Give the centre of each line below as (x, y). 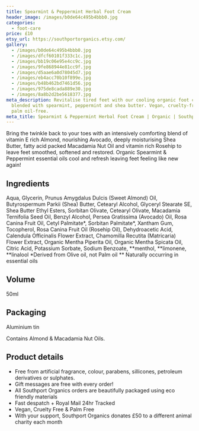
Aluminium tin (23, 327)
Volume (21, 280)
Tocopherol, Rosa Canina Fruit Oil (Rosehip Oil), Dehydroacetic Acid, (89, 230)
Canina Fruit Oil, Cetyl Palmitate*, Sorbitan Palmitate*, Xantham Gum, (90, 223)
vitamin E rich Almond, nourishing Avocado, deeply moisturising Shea (91, 140)
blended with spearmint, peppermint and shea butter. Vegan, (89, 105)
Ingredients (28, 184)
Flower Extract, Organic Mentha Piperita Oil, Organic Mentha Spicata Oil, (94, 242)
